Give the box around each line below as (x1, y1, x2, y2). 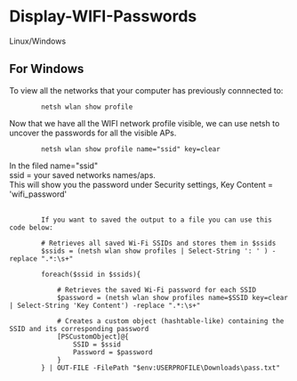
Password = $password (72, 347, 153, 357)
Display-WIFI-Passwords (9, 6, 197, 27)
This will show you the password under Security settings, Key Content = (9, 179, 274, 190)
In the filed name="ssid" (9, 160, 99, 171)
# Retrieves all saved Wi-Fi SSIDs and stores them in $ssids (41, 239, 277, 247)
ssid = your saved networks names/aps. (9, 169, 156, 180)
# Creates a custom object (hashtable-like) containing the (56, 316, 285, 326)
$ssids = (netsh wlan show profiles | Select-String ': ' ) (41, 247, 269, 255)
